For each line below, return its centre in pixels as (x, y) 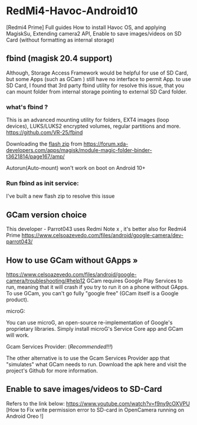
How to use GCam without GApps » (72, 260)
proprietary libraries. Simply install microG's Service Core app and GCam (95, 329)
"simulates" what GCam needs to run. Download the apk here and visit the (96, 364)
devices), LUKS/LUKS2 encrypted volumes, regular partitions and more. (93, 126)
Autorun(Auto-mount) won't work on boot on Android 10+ (76, 168)
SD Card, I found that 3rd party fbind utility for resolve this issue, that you (95, 85)
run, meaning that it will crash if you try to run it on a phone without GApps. (97, 287)
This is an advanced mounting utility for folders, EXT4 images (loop (88, 120)
